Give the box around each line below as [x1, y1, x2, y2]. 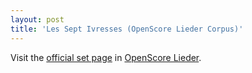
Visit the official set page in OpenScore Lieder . [10, 51, 202, 63]
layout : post [10, 14, 65, 25]
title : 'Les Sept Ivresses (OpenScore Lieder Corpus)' [10, 24, 244, 34]
